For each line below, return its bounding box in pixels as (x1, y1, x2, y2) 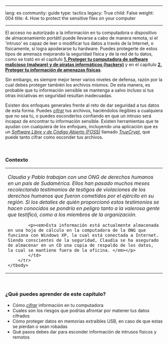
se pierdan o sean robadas (12, 323, 68, 329)
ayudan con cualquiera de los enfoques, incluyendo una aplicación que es (5, 124, 158, 129)
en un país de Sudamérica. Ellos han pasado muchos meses (7, 180, 150, 187)
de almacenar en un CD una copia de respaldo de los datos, (7, 242, 154, 248)
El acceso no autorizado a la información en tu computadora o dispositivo (5, 30, 157, 36)
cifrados (12, 312, 30, 318)
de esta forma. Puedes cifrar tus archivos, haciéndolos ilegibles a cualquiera (5, 108, 163, 113)
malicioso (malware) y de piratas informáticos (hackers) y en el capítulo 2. (5, 62, 162, 68)
